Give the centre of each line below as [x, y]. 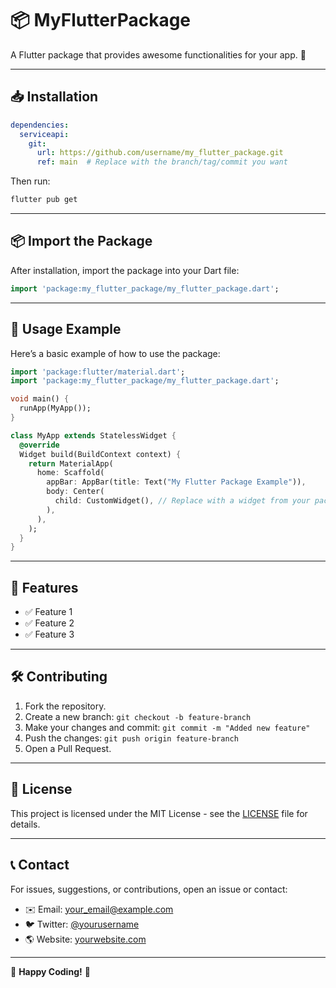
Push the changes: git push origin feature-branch [131, 738]
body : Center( [75, 492]
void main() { [40, 399]
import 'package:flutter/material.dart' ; [98, 372]
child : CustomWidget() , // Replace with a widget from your [182, 501]
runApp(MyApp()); [55, 408]
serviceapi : [44, 134]
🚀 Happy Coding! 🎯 [50, 971]
